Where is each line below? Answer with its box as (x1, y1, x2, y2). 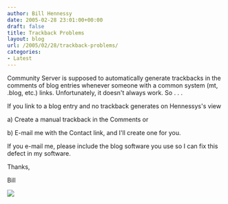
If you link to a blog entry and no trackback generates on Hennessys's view (7, 101, 222, 110)
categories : (7, 49, 41, 56)
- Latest (7, 55, 32, 62)
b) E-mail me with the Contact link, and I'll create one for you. (7, 128, 181, 136)
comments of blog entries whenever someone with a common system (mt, (7, 81, 218, 90)
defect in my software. (7, 149, 71, 157)
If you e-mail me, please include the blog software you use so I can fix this (7, 142, 218, 150)
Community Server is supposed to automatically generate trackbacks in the (7, 74, 222, 82)
